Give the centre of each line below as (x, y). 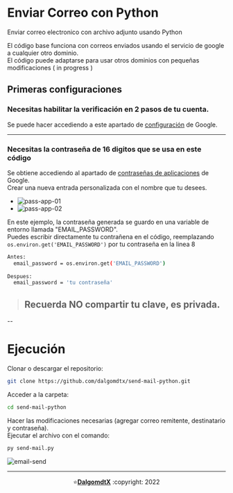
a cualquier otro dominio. (43, 53)
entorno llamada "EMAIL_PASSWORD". (62, 229)
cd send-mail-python (37, 407)
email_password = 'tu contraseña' (63, 283)
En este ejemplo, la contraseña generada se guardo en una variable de (108, 222)
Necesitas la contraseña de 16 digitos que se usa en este (104, 149)
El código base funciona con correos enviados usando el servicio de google (116, 45)
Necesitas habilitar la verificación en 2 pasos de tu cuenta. (108, 109)
